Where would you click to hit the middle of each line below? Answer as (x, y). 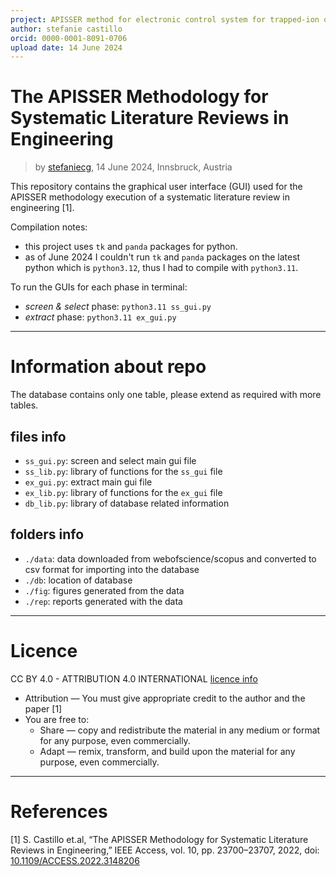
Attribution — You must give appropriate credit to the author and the (165, 698)
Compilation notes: (49, 227)
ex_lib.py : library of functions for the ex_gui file (123, 492)
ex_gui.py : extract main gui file (88, 482)
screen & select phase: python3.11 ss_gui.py (118, 307)
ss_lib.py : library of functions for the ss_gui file (123, 471)
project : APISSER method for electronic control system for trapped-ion (165, 19)
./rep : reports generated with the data (103, 601)
